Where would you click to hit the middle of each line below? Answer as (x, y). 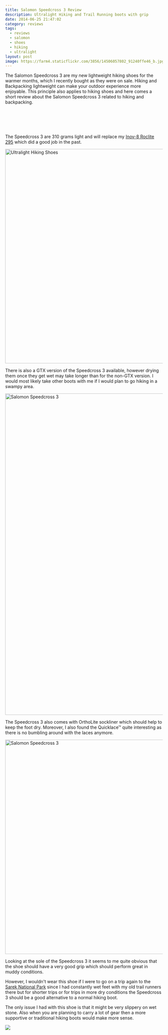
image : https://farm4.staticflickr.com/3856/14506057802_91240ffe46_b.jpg (85, 61)
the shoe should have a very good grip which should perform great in (77, 967)
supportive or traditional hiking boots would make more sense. (69, 1018)
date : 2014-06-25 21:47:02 (33, 19)
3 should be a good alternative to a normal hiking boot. (62, 998)
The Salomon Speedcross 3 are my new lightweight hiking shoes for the (79, 75)
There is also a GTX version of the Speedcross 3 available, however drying (82, 371)
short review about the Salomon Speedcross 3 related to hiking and (74, 97)
